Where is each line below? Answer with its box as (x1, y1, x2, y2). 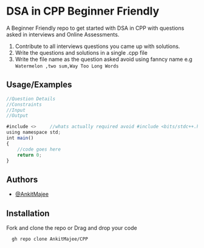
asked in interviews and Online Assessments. (6, 30, 120, 38)
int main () (6, 135, 34, 141)
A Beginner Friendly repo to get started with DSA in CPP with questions (6, 24, 185, 32)
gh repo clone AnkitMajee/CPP (12, 236, 88, 242)
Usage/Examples (6, 80, 72, 90)
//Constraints (6, 102, 42, 108)
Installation (6, 208, 50, 218)
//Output (6, 112, 29, 119)
